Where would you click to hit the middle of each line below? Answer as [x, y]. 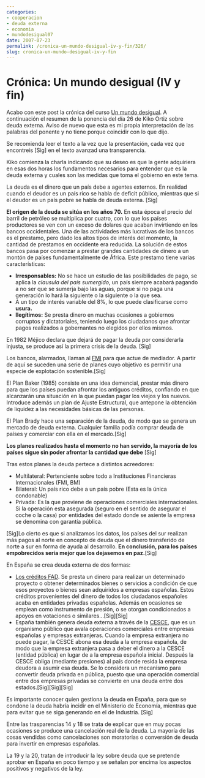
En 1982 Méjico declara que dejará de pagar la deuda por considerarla [95, 339]
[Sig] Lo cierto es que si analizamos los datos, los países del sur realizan [97, 533]
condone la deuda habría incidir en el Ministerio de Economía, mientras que [102, 706]
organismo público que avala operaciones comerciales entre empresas [105, 629]
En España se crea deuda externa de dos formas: [69, 565]
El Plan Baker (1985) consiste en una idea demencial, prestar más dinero [97, 383]
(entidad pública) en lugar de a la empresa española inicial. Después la [104, 655]
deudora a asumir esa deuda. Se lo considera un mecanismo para [98, 668]
